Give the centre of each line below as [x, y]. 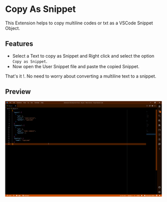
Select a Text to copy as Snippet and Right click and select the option [83, 56]
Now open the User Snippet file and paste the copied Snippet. [76, 66]
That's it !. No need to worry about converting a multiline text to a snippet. [81, 76]
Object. [13, 28]
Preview [18, 92]
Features [19, 44]
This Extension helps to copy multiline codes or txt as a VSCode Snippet [79, 23]
